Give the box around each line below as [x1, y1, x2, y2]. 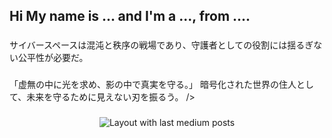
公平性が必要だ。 [17, 52, 89, 64]
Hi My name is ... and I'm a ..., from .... [9, 8, 251, 25]
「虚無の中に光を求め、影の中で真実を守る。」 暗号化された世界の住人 [9, 79, 297, 91]
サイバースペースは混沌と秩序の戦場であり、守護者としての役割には [9, 39, 288, 51]
